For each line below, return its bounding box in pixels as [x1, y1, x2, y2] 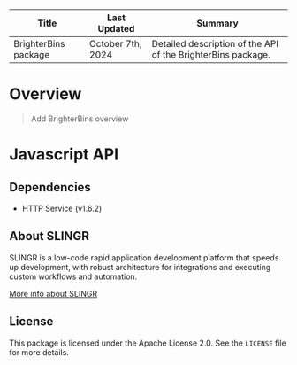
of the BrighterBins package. [151, 49, 271, 60]
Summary [196, 17, 239, 29]
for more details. [9, 346, 69, 357]
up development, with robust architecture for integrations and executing [9, 261, 271, 272]
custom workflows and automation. [9, 271, 138, 282]
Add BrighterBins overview [30, 113, 129, 124]
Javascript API [9, 144, 119, 165]
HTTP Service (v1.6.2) [21, 203, 103, 214]
